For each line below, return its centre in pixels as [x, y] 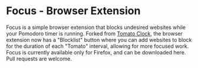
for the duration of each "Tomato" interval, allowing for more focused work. [98, 46]
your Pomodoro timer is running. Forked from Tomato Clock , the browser [94, 33]
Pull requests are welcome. [39, 59]
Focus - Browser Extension [73, 11]
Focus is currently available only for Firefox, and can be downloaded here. [96, 52]
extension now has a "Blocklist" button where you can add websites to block [99, 40]
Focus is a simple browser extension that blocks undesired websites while [96, 27]
